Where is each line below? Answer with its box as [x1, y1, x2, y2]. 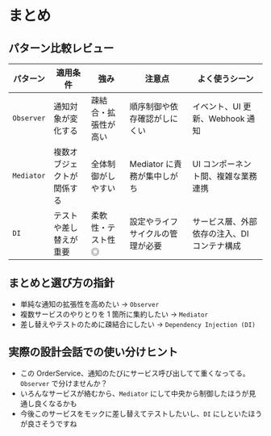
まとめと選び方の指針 [8, 276, 115, 290]
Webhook [208, 113, 245, 124]
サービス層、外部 [192, 216, 258, 227]
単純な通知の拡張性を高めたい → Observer [19, 299, 160, 308]
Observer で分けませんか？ [19, 378, 108, 388]
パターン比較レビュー [8, 41, 115, 55]
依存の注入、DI [192, 228, 249, 239]
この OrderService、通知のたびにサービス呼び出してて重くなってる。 [19, 368, 250, 378]
